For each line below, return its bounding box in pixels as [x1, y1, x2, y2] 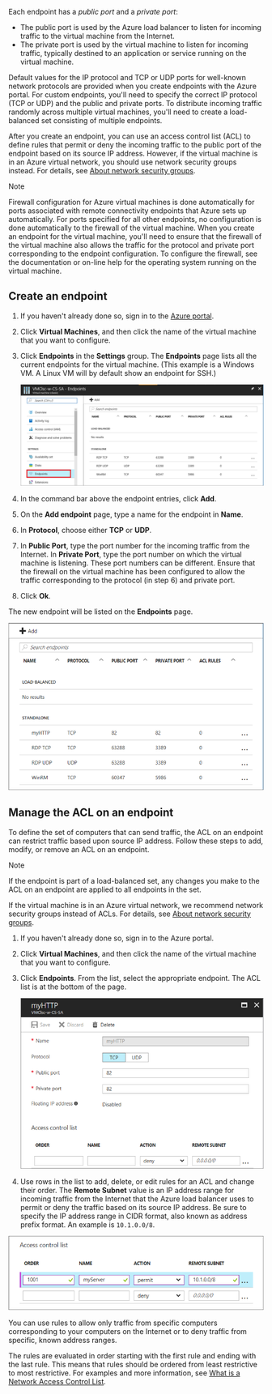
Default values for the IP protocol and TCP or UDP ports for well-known [8, 73, 247, 82]
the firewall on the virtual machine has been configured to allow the [19, 566, 245, 576]
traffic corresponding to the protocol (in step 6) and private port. [19, 575, 236, 585]
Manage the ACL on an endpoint [8, 806, 174, 820]
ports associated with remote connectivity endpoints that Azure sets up [8, 206, 247, 215]
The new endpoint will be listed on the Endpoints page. [8, 607, 193, 616]
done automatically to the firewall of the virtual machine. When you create [8, 223, 255, 232]
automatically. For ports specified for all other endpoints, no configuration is [8, 215, 261, 224]
